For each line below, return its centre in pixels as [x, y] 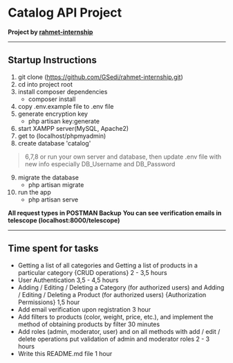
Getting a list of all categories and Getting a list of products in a [108, 265]
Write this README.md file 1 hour [65, 353]
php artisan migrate [56, 184]
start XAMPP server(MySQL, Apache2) [73, 128]
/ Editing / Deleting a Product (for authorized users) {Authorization [112, 294]
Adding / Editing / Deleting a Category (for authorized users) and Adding [121, 287]
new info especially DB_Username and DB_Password [100, 163]
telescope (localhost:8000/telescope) [64, 220]
